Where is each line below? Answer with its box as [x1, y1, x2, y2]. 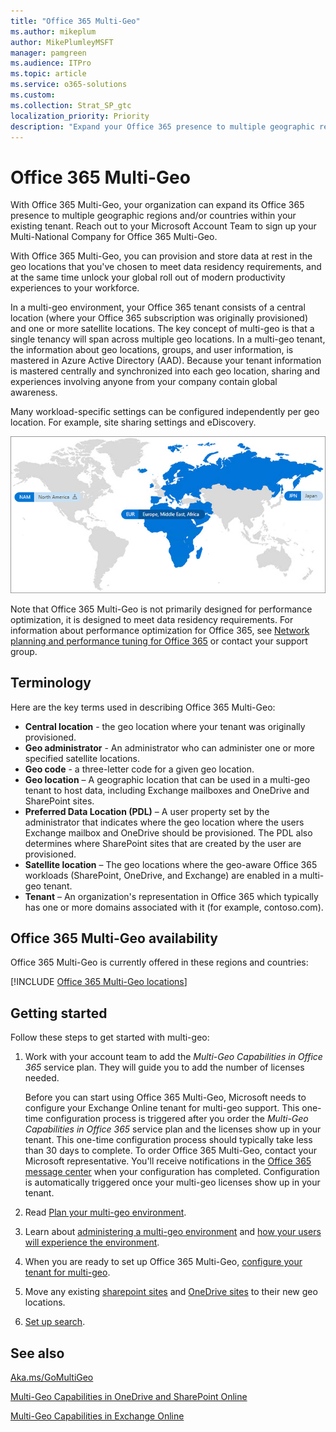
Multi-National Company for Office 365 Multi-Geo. [10, 231, 218, 243]
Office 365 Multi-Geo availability [10, 930, 219, 947]
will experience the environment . [24, 1236, 160, 1249]
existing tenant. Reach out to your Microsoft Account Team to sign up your [10, 220, 317, 232]
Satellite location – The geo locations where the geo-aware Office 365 [24, 858, 318, 870]
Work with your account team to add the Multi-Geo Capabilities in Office [24, 1051, 323, 1063]
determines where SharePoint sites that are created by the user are [24, 837, 302, 849]
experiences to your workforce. [10, 282, 140, 294]
